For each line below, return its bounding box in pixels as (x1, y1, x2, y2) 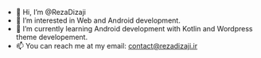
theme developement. (15, 32, 88, 42)
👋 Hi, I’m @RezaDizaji (15, 8, 86, 16)
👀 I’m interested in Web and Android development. (15, 16, 181, 25)
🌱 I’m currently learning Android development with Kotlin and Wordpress (15, 24, 253, 33)
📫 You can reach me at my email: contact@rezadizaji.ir (15, 42, 198, 50)
